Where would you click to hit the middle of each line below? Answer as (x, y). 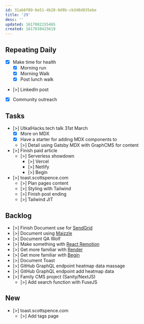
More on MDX (35, 134)
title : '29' (18, 15)
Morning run (33, 68)
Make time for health (34, 62)
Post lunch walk (37, 79)
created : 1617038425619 (31, 29)
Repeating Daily (31, 50)
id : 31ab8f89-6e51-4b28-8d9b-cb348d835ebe (51, 10)
